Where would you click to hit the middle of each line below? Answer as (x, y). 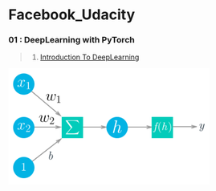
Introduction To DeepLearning (90, 57)
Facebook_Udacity (72, 15)
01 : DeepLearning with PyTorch (71, 40)
